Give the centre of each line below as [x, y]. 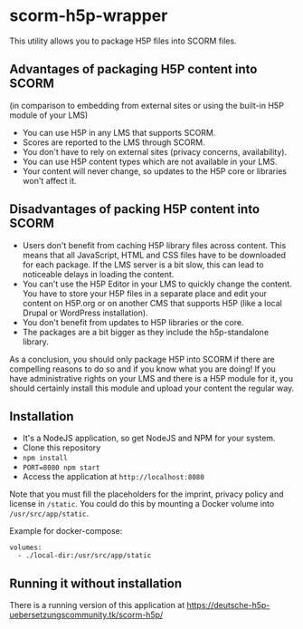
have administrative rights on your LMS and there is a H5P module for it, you [151, 378]
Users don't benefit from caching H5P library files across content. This [154, 245]
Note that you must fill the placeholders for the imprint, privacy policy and [147, 494]
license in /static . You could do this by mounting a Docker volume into [142, 504]
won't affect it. [49, 180]
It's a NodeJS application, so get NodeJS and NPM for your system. [149, 438]
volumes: [26, 548]
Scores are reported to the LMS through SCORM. [114, 142]
